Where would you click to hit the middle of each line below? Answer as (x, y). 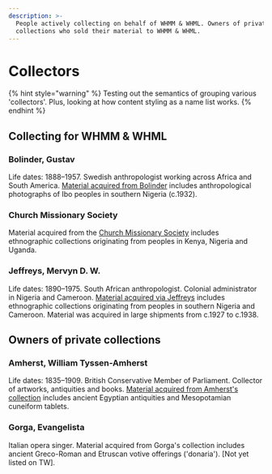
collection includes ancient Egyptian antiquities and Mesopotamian (120, 398)
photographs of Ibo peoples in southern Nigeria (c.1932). (103, 194)
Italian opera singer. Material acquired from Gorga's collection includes (127, 445)
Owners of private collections (85, 340)
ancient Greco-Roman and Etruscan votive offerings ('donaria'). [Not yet (129, 454)
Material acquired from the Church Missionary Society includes (114, 233)
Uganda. (23, 250)
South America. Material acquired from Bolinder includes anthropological (130, 186)
